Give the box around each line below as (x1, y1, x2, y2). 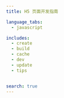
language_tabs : (6, 19, 43, 25)
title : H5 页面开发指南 (6, 8, 58, 15)
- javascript (11, 24, 43, 30)
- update (11, 62, 33, 68)
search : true (6, 83, 38, 89)
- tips (11, 68, 27, 73)
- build (11, 46, 30, 52)
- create (11, 40, 33, 47)
